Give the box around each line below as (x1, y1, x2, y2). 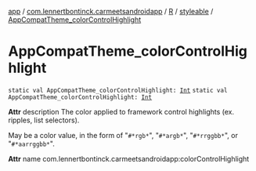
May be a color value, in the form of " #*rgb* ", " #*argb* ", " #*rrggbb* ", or (8, 130, 239, 140)
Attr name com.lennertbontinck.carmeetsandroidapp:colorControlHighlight (8, 154, 250, 163)
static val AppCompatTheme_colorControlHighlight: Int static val (8, 86, 228, 94)
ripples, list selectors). (8, 115, 80, 125)
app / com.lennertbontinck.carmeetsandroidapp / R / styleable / (8, 7, 214, 16)
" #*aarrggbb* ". (8, 139, 55, 148)
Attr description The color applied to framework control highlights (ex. (8, 107, 235, 116)
